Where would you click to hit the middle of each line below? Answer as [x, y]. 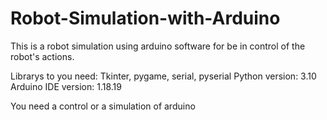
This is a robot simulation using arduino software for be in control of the [158, 46]
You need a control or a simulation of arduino [103, 106]
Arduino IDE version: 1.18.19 [66, 86]
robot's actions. [42, 56]
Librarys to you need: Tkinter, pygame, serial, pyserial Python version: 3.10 [163, 76]
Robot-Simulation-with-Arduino [145, 18]
